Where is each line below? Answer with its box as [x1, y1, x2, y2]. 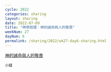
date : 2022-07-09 [5, 20, 40, 26]
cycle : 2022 [5, 7, 29, 12]
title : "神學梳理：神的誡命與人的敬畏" [5, 25, 75, 30]
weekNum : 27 [5, 29, 29, 34]
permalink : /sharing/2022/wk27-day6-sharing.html [5, 39, 107, 43]
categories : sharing [5, 12, 47, 16]
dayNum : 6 [5, 34, 25, 39]
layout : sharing [5, 16, 38, 21]
